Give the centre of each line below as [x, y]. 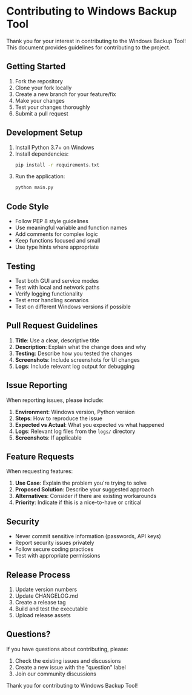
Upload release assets [43, 615]
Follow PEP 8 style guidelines [52, 221]
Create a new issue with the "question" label [70, 667]
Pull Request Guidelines [52, 326]
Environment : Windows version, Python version [75, 412]
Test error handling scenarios [52, 300]
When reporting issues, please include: [55, 400]
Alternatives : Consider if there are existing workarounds [86, 496]
